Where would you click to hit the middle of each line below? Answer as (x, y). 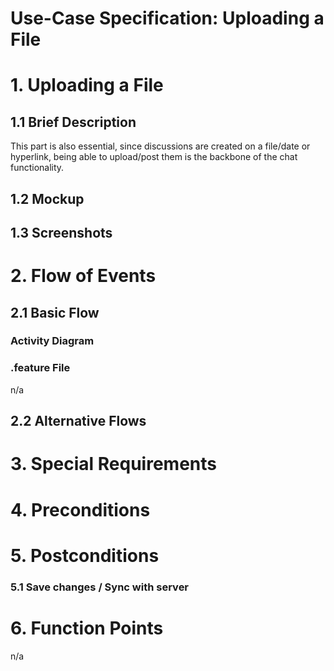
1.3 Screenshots (61, 232)
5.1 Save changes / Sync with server (100, 587)
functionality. (37, 168)
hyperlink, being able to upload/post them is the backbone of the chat (154, 157)
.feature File (40, 368)
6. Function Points (87, 628)
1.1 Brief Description (73, 122)
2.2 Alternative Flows (78, 421)
